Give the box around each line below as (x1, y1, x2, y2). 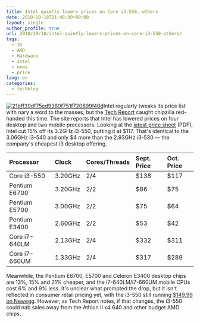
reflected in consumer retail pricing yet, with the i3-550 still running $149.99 (6, 291, 193, 298)
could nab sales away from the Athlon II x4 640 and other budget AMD (6, 303, 180, 311)
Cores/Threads (86, 158, 130, 166)
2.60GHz (54, 219, 80, 227)
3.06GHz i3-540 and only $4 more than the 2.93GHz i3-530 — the (6, 134, 170, 141)
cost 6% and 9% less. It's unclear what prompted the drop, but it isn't (6, 284, 177, 292)
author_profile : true (6, 25, 60, 31)
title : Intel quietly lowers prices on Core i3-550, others (6, 8, 159, 15)
